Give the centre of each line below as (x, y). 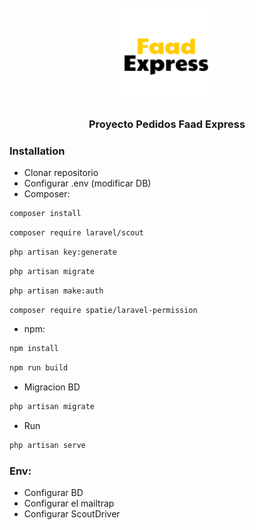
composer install (45, 214)
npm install (34, 349)
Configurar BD (53, 493)
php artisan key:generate (63, 252)
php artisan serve (47, 446)
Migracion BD (52, 387)
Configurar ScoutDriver (72, 514)
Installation (37, 151)
